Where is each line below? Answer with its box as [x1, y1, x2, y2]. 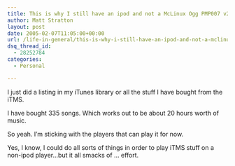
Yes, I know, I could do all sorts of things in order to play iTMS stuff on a [7, 143, 215, 151]
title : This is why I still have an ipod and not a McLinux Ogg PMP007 [7, 10, 220, 18]
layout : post [7, 23, 45, 30]
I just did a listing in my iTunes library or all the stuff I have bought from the [7, 88, 223, 96]
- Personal [13, 62, 45, 69]
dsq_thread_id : [7, 43, 52, 50]
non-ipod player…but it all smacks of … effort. [7, 151, 139, 159]
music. [7, 116, 27, 125]
